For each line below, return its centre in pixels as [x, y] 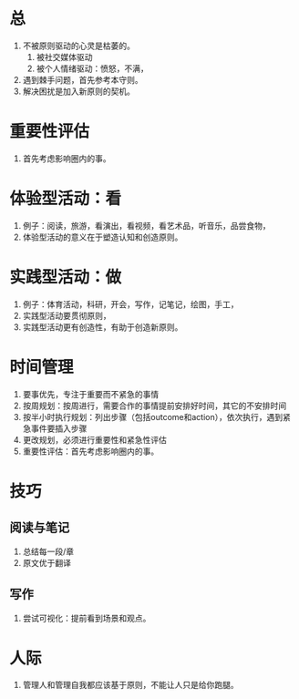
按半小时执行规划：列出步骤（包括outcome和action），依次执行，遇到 [153, 416]
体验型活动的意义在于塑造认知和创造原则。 [103, 237]
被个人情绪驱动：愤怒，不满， [92, 68]
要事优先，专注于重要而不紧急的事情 [91, 394]
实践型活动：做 [66, 277]
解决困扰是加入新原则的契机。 [78, 91]
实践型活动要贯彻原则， [67, 315]
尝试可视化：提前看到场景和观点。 [87, 618]
